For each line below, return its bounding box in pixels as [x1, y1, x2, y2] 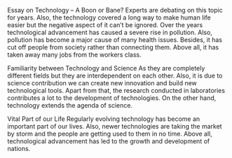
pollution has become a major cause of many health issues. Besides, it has [7, 36, 223, 44]
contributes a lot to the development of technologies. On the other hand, [7, 94, 217, 102]
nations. [7, 145, 31, 152]
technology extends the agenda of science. [7, 101, 133, 109]
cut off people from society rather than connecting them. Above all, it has [7, 43, 219, 51]
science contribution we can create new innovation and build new [7, 79, 198, 87]
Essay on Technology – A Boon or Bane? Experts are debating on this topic [7, 6, 223, 14]
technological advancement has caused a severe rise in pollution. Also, [7, 28, 212, 36]
